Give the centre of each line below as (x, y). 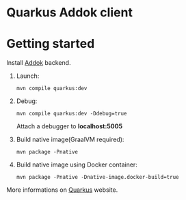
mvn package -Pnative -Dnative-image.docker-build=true (97, 177)
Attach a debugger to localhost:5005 (69, 126)
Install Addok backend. (39, 63)
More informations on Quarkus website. (62, 190)
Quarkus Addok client (69, 13)
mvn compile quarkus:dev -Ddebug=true (71, 114)
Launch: (28, 76)
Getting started (51, 44)
